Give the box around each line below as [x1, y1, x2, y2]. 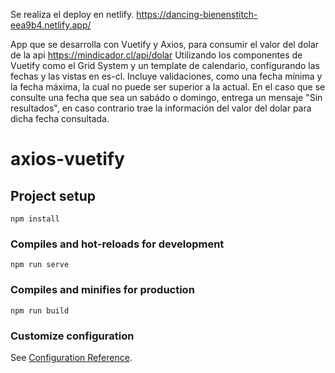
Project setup [10, 187, 97, 204]
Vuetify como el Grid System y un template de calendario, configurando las [10, 60, 321, 71]
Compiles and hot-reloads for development [10, 237, 225, 251]
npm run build [10, 305, 70, 316]
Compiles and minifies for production [10, 283, 195, 297]
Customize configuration [10, 329, 135, 343]
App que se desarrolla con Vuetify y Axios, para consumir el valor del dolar [10, 39, 320, 50]
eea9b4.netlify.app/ [10, 19, 92, 31]
